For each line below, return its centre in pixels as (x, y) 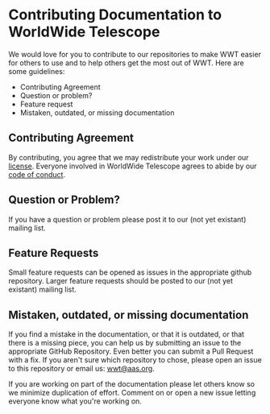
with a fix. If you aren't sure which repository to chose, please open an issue (135, 360)
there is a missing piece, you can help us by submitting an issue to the (125, 343)
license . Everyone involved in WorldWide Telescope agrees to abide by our (133, 166)
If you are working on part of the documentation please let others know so (132, 384)
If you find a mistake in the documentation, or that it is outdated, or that (126, 334)
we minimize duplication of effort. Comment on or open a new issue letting (132, 393)
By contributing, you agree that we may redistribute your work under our (129, 157)
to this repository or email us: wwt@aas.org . (81, 369)
